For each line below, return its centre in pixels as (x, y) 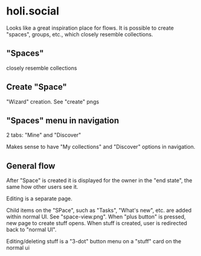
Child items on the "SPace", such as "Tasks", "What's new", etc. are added (99, 211)
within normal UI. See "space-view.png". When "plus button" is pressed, (96, 217)
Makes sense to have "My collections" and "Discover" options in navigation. (101, 147)
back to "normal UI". (31, 230)
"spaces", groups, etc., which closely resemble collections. (80, 34)
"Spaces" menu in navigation (63, 120)
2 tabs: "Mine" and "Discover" (44, 135)
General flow (31, 166)
